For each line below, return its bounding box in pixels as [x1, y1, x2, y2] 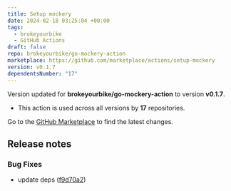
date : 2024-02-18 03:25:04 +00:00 [7, 17, 111, 24]
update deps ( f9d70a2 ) [17, 175, 86, 184]
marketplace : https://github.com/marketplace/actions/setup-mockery [7, 57, 215, 64]
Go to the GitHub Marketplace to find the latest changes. [7, 117, 173, 125]
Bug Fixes [7, 159, 43, 169]
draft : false [7, 43, 46, 51]
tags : [7, 24, 24, 31]
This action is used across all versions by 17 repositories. [17, 103, 185, 112]
